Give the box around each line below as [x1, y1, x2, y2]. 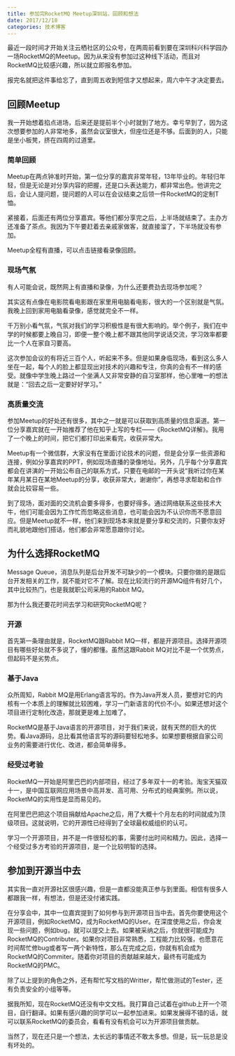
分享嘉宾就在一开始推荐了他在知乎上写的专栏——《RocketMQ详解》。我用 [13, 425, 225, 434]
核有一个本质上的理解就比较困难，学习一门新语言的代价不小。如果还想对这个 [7, 700, 228, 708]
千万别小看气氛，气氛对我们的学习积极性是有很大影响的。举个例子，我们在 [7, 321, 222, 330]
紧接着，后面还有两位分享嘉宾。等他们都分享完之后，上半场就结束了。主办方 [7, 213, 228, 222]
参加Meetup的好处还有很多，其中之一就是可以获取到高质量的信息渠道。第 [7, 417, 220, 425]
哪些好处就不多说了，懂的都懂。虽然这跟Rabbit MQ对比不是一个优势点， [19, 646, 228, 654]
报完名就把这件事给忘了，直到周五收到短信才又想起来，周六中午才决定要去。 [7, 76, 228, 84]
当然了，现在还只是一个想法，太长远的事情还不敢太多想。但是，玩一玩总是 [7, 1032, 222, 1041]
